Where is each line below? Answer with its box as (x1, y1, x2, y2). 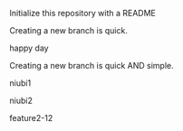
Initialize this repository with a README (9, 8, 157, 18)
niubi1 (9, 78, 32, 89)
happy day (9, 42, 49, 53)
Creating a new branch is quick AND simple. (9, 61, 174, 70)
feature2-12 (9, 113, 53, 123)
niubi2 (9, 95, 34, 106)
